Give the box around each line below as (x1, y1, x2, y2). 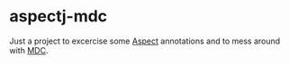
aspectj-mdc (9, 6, 108, 27)
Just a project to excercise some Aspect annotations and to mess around (9, 36, 281, 46)
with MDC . (9, 44, 49, 55)
